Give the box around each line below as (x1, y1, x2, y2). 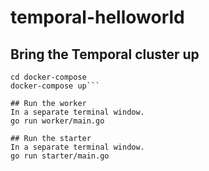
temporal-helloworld (10, 6, 185, 29)
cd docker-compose (10, 72, 87, 82)
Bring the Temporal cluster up (10, 46, 200, 63)
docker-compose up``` (10, 81, 101, 91)
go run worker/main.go (10, 116, 105, 126)
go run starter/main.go (10, 151, 110, 161)
